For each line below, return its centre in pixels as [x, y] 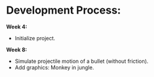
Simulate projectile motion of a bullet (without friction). [81, 61]
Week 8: [17, 49]
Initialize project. [35, 38]
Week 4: [17, 27]
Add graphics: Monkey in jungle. [54, 67]
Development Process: [64, 10]
